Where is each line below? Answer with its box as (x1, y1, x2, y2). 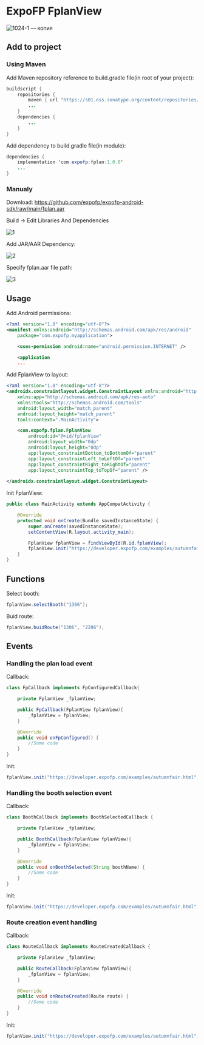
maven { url (28, 97, 59, 103)
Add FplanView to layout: (6, 371, 69, 378)
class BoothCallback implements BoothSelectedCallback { (6, 814, 154, 820)
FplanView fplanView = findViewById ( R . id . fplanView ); (28, 540, 167, 546)
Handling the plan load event (6, 659, 93, 667)
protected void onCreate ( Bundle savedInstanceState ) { (17, 517, 159, 523)
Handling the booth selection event (6, 788, 112, 797)
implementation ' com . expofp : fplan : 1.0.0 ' (17, 159, 123, 165)
